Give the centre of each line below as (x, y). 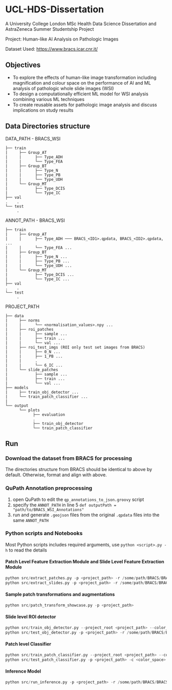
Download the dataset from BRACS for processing (69, 458)
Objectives (23, 65)
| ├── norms (23, 320)
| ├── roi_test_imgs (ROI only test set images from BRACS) (75, 347)
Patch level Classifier (28, 644)
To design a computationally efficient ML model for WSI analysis (80, 94)
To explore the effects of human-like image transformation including (84, 77)
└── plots (29, 410)
